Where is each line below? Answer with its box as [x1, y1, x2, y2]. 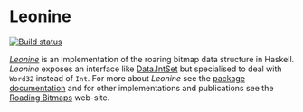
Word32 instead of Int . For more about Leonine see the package [9, 72, 246, 83]
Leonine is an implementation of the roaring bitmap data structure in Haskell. [9, 53, 295, 64]
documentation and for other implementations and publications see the [9, 82, 274, 93]
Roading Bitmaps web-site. [9, 92, 110, 103]
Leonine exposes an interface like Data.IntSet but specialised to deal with [9, 63, 282, 74]
